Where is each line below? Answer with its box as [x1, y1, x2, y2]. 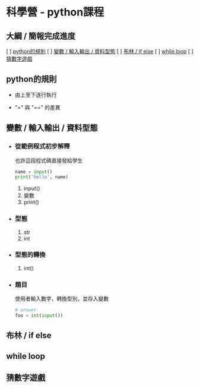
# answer [14, 307, 37, 313]
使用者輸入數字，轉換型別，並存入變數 [14, 295, 109, 302]
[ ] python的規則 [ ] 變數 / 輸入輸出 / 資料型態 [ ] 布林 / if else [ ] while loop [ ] [6, 48, 194, 55]
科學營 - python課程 [6, 5, 105, 19]
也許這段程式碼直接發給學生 [14, 157, 83, 164]
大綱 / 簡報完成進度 [6, 31, 76, 41]
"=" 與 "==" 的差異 [14, 103, 61, 111]
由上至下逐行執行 [14, 91, 57, 98]
